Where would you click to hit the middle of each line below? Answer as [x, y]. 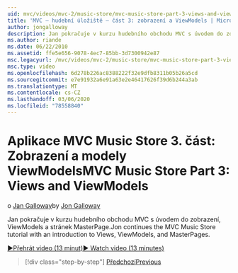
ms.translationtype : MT [42, 86]
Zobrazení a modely [67, 156]
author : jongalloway [38, 27]
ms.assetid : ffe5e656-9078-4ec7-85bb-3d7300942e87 [84, 54]
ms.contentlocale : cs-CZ [44, 93]
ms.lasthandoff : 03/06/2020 [49, 100]
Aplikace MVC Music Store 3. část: [112, 141]
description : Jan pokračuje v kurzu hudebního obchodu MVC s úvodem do [115, 34]
